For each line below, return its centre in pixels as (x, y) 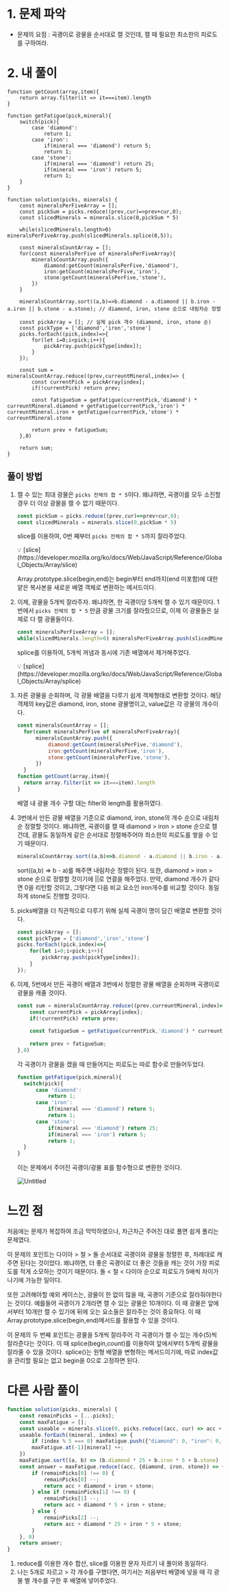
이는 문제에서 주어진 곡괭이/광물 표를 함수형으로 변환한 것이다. (100, 1168)
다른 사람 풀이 (43, 1391)
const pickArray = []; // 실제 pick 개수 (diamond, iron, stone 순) (116, 322)
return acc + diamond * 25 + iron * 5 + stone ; (113, 1524)
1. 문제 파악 (37, 14)
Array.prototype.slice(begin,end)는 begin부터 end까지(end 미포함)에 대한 (117, 579)
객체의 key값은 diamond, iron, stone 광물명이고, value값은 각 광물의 (108, 704)
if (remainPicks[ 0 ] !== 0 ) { (73, 1473)
